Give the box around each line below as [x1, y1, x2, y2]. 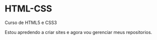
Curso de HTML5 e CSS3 [5, 19, 57, 25]
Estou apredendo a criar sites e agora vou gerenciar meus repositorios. [5, 29, 152, 35]
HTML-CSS [5, 3, 52, 14]
